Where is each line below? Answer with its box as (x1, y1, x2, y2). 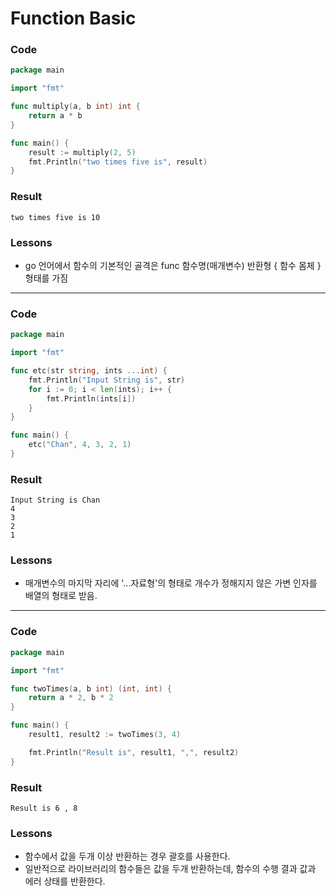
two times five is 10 (10, 212, 101, 222)
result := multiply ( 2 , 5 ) (28, 147, 137, 157)
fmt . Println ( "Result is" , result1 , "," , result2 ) (28, 747, 240, 757)
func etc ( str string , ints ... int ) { (10, 366, 168, 376)
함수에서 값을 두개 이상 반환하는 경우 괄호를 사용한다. (24, 850, 231, 862)
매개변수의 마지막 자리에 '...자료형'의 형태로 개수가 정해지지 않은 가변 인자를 (24, 577, 318, 589)
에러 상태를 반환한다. (24, 875, 106, 887)
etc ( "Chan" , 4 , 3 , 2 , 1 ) (28, 440, 132, 450)
